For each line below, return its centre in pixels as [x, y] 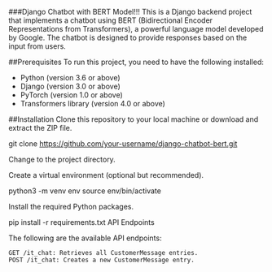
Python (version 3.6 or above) [70, 78]
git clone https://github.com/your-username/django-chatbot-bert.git [123, 144]
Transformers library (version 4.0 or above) [92, 104]
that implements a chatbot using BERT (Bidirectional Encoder [111, 20]
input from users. [37, 46]
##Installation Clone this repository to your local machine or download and [134, 119]
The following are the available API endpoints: [85, 238]
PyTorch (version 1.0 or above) [72, 95]
